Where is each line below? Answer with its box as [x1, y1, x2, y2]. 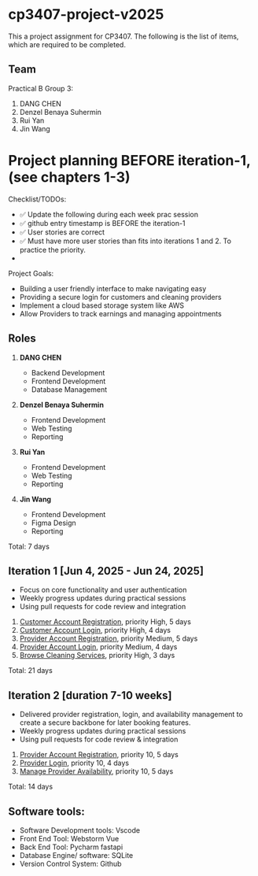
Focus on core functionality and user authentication [19, 585, 187, 595]
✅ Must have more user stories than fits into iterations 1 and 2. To [19, 236, 232, 246]
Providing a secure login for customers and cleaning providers [19, 292, 222, 301]
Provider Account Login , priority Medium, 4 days [19, 642, 178, 652]
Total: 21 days [8, 666, 53, 675]
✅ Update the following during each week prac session [19, 209, 199, 219]
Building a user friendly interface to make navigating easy [19, 283, 207, 293]
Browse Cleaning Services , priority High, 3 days [19, 651, 175, 660]
